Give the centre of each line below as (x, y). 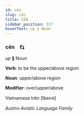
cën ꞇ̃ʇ (15, 47)
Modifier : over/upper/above (34, 88)
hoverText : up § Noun (28, 29)
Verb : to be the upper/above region (42, 68)
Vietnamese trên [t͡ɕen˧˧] (31, 98)
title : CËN (17, 19)
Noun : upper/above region (33, 78)
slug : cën (16, 15)
